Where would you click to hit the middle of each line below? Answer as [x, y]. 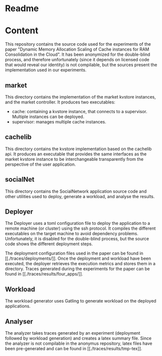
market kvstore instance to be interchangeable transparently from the [74, 159]
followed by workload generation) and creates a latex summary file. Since [78, 338]
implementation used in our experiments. [46, 70]
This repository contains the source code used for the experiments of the [78, 44]
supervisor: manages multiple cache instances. [59, 121]
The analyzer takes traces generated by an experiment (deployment [73, 333]
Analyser [19, 321]
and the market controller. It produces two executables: [60, 102]
